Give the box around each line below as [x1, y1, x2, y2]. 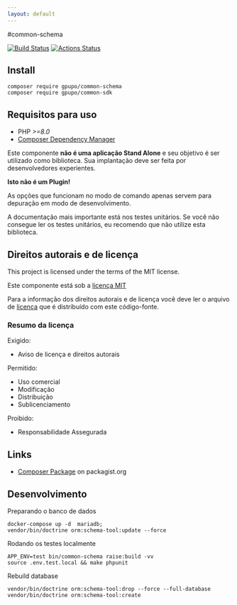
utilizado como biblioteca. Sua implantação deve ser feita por [7, 156, 187, 165]
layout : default [7, 10, 55, 18]
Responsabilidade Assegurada [17, 428, 107, 437]
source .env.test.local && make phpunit [7, 559, 129, 566]
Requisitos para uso [7, 108, 97, 121]
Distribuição [17, 392, 53, 402]
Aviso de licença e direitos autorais [17, 350, 121, 359]
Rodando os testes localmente [7, 539, 96, 547]
